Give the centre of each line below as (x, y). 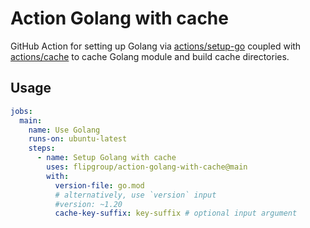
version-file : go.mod (99, 185)
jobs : (21, 111)
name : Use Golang (64, 130)
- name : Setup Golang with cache (106, 158)
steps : (42, 148)
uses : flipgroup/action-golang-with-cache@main (147, 167)
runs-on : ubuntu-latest (78, 139)
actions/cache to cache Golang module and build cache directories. (150, 56)
